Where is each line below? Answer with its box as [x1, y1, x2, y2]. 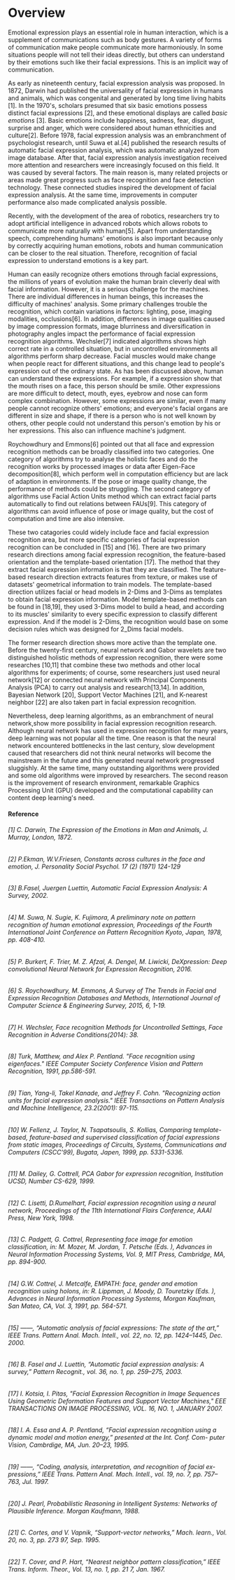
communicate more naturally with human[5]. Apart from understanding [8, 226, 212, 235]
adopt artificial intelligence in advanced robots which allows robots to [8, 219, 208, 227]
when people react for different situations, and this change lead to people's [8, 359, 225, 367]
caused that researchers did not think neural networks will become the [8, 749, 212, 757]
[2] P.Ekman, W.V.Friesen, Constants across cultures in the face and [8, 854, 206, 863]
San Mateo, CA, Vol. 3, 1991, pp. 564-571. [8, 1302, 128, 1310]
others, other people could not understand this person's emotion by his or [8, 418, 221, 427]
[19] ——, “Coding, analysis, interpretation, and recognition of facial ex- [8, 1463, 216, 1471]
